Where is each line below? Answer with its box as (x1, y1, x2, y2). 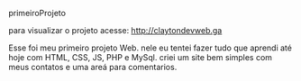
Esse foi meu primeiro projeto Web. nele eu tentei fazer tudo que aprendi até (8, 42, 292, 53)
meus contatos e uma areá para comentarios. (8, 62, 178, 72)
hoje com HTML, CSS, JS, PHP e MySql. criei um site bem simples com (8, 52, 272, 62)
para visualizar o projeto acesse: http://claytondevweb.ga (8, 25, 223, 35)
